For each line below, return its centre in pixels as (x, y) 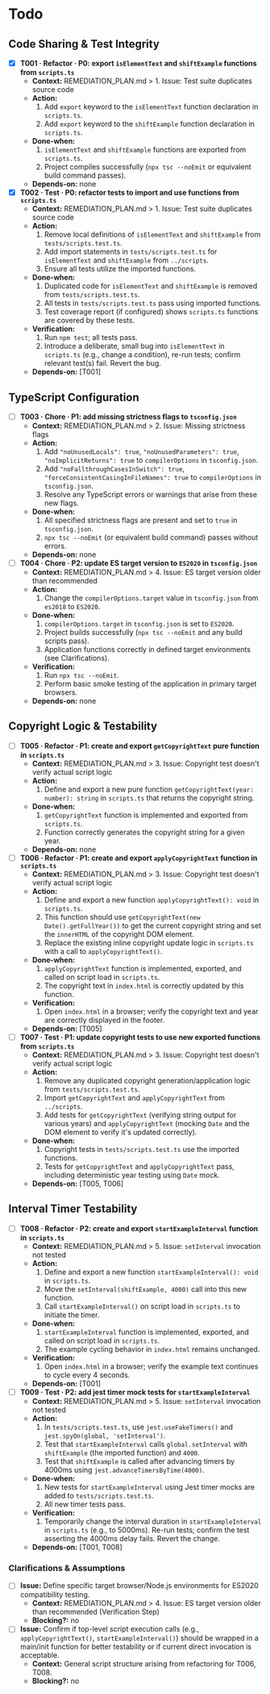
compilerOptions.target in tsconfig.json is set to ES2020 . (139, 624)
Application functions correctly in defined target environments (147, 649)
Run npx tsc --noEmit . (81, 675)
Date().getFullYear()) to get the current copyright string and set (153, 925)
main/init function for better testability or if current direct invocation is (136, 1647)
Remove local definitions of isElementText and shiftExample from (152, 234)
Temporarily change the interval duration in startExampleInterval (153, 1521)
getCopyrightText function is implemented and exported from (146, 815)
